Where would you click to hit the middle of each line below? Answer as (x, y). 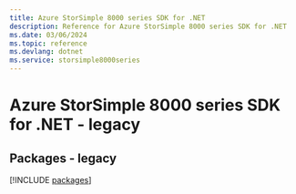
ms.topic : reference (49, 43)
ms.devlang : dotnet (46, 52)
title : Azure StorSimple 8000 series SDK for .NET (107, 18)
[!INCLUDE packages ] (51, 180)
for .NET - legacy (75, 125)
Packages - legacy (63, 158)
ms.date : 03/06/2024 (49, 35)
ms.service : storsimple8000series (75, 60)
